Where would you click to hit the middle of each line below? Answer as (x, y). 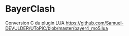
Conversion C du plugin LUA (35, 23)
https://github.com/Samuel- (95, 23)
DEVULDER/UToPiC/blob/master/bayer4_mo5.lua (57, 28)
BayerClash (30, 9)
